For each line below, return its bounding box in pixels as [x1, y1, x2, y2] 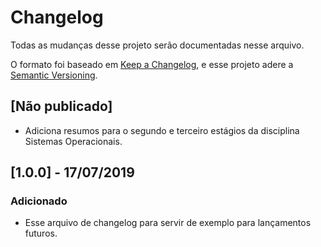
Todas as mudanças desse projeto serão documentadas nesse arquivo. [10, 39, 305, 51]
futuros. [24, 227, 58, 240]
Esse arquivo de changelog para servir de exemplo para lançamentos [24, 217, 312, 229]
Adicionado [10, 194, 68, 208]
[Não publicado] [10, 98, 113, 115]
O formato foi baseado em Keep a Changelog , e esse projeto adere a [10, 58, 294, 70]
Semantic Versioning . [10, 69, 98, 81]
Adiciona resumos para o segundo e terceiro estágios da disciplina [24, 124, 300, 136]
